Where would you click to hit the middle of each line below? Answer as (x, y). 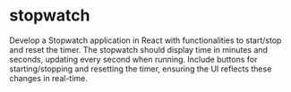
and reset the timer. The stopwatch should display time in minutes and (139, 49)
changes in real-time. (48, 78)
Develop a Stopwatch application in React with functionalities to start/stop (145, 40)
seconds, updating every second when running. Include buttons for (133, 59)
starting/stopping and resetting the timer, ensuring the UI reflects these (141, 69)
